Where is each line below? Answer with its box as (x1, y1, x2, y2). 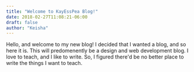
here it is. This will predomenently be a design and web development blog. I (6, 47, 189, 54)
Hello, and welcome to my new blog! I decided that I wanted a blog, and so (6, 41, 186, 48)
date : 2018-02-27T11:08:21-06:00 (6, 14, 88, 20)
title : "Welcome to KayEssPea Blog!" (6, 8, 98, 15)
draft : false (6, 19, 38, 25)
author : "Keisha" (6, 25, 49, 31)
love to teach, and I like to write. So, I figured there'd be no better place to (6, 53, 184, 60)
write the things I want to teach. (6, 60, 83, 67)
